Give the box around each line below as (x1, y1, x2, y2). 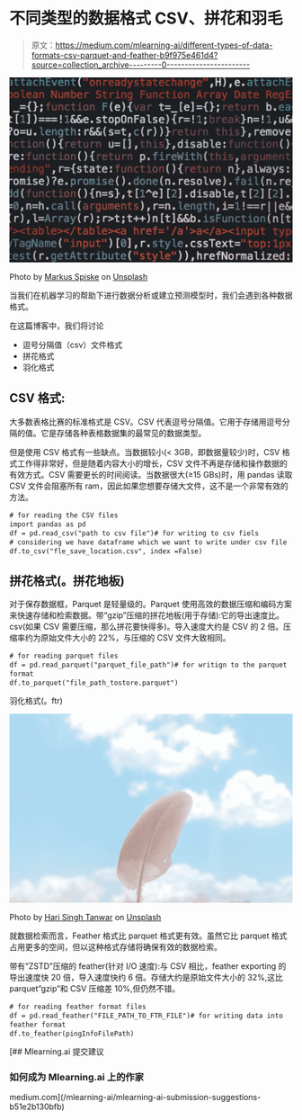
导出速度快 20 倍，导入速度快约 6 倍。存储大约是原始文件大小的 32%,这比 (9, 972, 283, 983)
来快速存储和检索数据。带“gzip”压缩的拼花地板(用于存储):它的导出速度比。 (9, 610, 285, 621)
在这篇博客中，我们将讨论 (9, 320, 104, 331)
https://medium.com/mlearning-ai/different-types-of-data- (55, 40, 273, 50)
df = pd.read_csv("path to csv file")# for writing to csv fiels (9, 528, 259, 538)
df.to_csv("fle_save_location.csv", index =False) (9, 546, 203, 556)
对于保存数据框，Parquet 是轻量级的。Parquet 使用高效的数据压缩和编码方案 (9, 599, 292, 610)
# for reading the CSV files (9, 510, 119, 520)
